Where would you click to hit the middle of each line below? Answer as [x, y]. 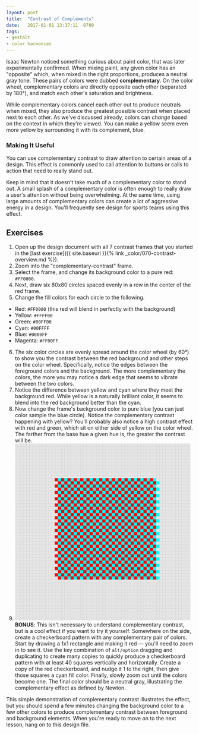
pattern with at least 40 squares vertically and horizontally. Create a [98, 663]
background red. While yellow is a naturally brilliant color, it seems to [99, 396]
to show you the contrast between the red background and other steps [101, 358]
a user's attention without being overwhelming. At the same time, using [93, 195]
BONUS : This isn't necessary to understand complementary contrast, [99, 625]
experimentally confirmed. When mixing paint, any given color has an [91, 68]
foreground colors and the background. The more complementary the [100, 371]
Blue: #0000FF [31, 334]
